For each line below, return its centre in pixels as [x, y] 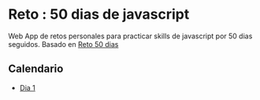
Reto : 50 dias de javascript [99, 14]
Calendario [36, 69]
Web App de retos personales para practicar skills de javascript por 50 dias [130, 36]
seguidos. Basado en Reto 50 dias [63, 44]
